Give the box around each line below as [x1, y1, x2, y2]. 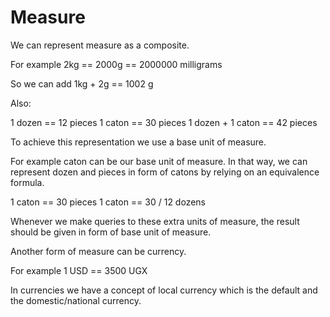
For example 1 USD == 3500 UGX [10, 264, 148, 276]
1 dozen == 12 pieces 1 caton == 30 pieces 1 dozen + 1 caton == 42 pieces [10, 116, 318, 128]
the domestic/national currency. [10, 294, 142, 306]
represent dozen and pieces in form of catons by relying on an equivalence [10, 166, 320, 178]
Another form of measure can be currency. [10, 245, 187, 257]
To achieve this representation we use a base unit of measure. [10, 136, 267, 148]
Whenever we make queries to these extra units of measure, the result [10, 215, 300, 227]
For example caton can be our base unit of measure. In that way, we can [10, 155, 308, 167]
